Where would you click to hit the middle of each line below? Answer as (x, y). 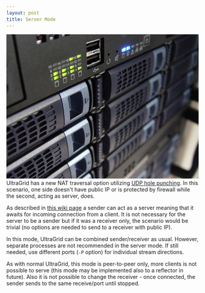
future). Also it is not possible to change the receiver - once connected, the (101, 277)
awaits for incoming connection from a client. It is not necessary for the (96, 214)
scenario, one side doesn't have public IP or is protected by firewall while (98, 189)
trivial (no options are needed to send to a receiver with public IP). (89, 227)
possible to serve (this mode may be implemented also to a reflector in (95, 270)
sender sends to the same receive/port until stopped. (73, 283)
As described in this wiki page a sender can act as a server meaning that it (100, 208)
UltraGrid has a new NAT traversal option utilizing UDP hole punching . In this (102, 183)
